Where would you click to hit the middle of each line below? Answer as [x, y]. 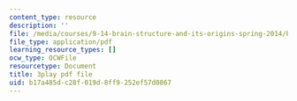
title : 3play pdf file [51, 75]
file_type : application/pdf [61, 42]
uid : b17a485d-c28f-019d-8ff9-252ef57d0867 [91, 83]
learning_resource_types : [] [63, 50]
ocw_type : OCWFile [43, 58]
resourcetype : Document [53, 67]
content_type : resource [53, 17]
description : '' [39, 25]
